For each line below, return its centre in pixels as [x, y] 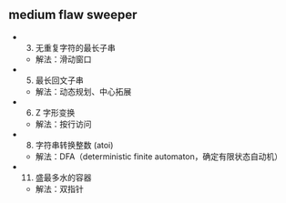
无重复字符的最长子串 [75, 47]
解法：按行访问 [63, 124]
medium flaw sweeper [73, 15]
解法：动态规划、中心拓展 [83, 91]
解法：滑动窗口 [63, 59]
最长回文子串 [59, 80]
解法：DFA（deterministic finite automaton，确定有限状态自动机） [159, 156]
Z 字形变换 [55, 112]
